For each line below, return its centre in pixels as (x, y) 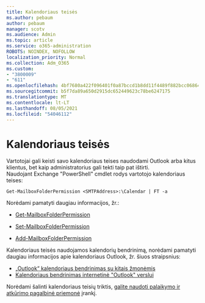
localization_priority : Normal (46, 57)
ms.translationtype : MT (37, 97)
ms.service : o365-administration (49, 46)
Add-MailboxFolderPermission (53, 238)
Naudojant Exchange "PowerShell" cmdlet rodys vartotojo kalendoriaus (96, 174)
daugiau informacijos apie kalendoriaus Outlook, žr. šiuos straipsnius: (94, 257)
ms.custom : (20, 69)
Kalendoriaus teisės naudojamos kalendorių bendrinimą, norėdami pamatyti (101, 250)
